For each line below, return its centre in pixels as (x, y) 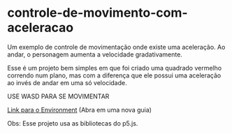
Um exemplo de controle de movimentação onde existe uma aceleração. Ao (116, 47)
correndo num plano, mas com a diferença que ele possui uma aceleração (114, 75)
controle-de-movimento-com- (97, 13)
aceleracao (41, 28)
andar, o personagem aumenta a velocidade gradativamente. (95, 54)
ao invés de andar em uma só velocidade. (67, 82)
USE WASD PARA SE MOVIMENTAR (58, 96)
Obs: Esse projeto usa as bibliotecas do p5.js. (73, 123)
